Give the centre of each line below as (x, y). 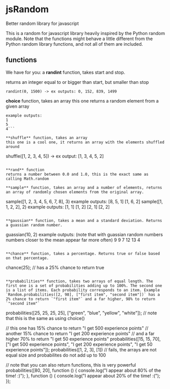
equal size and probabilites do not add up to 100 (56, 355)
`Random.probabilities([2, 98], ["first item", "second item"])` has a (83, 295)
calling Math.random (28, 179)
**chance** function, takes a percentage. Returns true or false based (83, 253)
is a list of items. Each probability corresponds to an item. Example (83, 290)
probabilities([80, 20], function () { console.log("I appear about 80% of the (83, 370)
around (13, 147)
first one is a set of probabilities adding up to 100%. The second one (84, 285)
